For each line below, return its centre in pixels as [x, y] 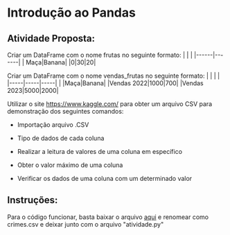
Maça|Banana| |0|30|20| [61, 62]
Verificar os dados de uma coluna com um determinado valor [105, 179]
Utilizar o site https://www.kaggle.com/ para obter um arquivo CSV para [110, 104]
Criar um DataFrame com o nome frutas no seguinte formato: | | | [100, 55]
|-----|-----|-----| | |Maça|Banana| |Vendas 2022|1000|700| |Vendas [106, 83]
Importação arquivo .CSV [53, 125]
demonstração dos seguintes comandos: [65, 111]
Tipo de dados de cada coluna [61, 138]
